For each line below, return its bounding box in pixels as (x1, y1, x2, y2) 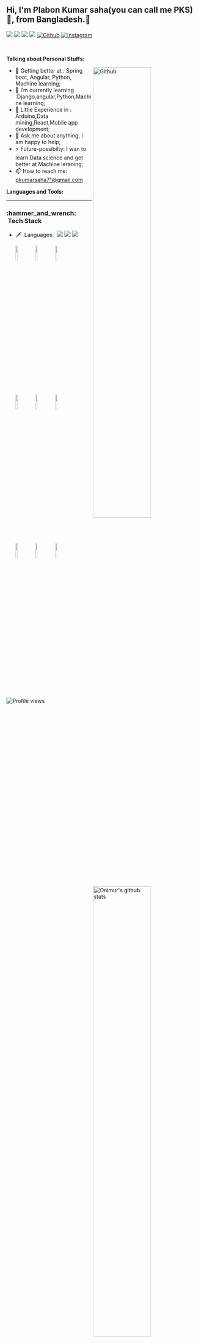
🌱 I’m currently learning (15, 86, 74, 93)
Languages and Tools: (6, 187, 64, 195)
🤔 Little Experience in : (15, 106, 72, 113)
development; (15, 125, 50, 133)
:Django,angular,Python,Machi (15, 93, 92, 100)
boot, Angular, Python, (15, 73, 72, 81)
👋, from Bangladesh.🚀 (6, 15, 91, 25)
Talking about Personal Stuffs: (6, 55, 85, 62)
